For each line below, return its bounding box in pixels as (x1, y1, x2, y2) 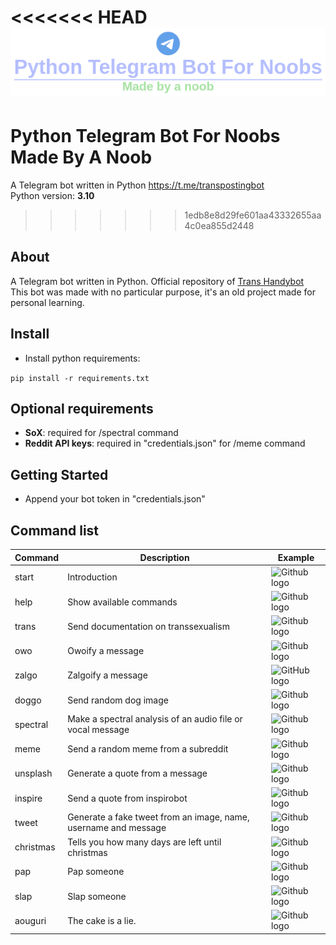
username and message (67, 822, 167, 834)
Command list (10, 522, 100, 539)
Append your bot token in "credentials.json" (24, 493, 206, 505)
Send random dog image (67, 694, 169, 706)
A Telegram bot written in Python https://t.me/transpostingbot (10, 179, 265, 191)
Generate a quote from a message (67, 767, 208, 780)
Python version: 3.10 (10, 189, 95, 201)
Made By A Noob (10, 146, 153, 169)
